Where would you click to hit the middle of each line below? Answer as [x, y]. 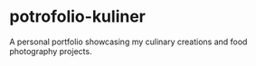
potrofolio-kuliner [78, 17]
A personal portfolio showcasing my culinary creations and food [128, 42]
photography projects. [51, 51]
